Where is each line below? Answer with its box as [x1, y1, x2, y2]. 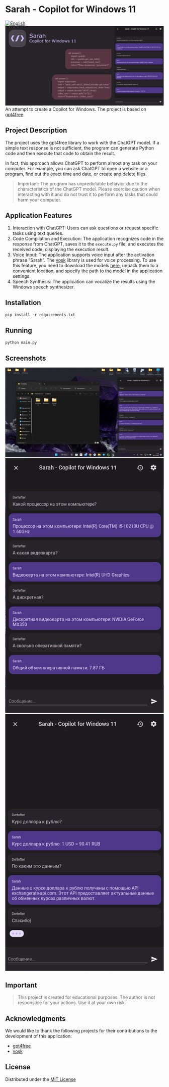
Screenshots [5, 354, 46, 362]
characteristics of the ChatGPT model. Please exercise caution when [17, 186, 160, 192]
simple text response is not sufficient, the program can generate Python [5, 145, 154, 151]
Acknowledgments [5, 1014, 66, 1023]
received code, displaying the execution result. [12, 246, 110, 252]
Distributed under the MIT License [5, 1076, 76, 1082]
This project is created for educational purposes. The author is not [17, 994, 155, 1001]
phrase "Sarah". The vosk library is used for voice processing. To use [12, 257, 156, 263]
